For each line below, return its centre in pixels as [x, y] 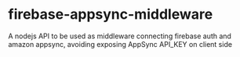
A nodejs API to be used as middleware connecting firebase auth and [120, 36]
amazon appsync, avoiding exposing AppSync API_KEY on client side [120, 44]
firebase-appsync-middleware [111, 14]
